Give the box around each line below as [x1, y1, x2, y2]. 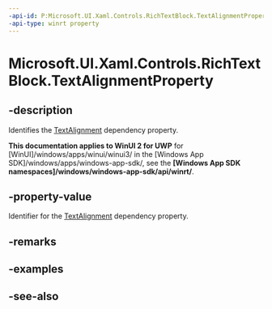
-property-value [8, 189, 92, 203]
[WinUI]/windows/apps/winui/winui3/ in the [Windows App [8, 149, 204, 159]
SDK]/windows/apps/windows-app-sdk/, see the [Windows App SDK [8, 158, 241, 167]
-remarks [8, 235, 57, 248]
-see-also [8, 290, 59, 303]
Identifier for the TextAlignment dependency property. [8, 211, 189, 221]
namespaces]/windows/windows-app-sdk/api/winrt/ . [8, 167, 194, 176]
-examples [8, 262, 64, 276]
